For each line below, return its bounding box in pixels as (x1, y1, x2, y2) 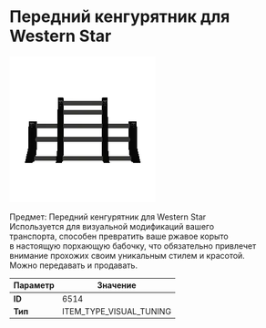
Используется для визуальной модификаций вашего (9, 220, 215, 231)
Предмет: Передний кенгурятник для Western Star (9, 211, 207, 222)
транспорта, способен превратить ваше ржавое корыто (9, 231, 230, 241)
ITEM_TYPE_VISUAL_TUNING (62, 305, 171, 316)
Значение (97, 280, 137, 291)
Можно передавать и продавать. (9, 260, 138, 271)
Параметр (13, 280, 55, 291)
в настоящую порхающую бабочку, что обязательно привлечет (9, 240, 257, 251)
